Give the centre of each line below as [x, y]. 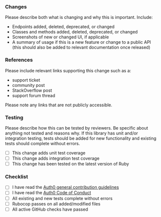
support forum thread [34, 95]
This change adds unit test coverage [49, 153]
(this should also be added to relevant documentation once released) [81, 48]
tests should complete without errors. [43, 143]
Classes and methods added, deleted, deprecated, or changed [75, 32]
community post [28, 85]
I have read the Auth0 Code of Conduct [52, 193]
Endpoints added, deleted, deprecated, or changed [63, 27]
